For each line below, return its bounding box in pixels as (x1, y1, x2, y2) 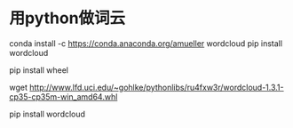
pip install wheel (9, 64, 69, 76)
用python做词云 (9, 8, 126, 28)
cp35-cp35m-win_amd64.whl (9, 91, 118, 102)
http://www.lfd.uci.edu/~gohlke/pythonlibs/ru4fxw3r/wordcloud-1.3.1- (29, 82, 284, 92)
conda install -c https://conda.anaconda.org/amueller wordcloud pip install (9, 37, 282, 49)
